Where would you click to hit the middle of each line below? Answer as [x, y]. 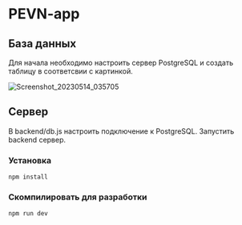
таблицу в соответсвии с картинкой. [71, 71]
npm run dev [28, 214]
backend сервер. [37, 139]
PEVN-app [44, 14]
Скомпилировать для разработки [78, 197]
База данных [42, 44]
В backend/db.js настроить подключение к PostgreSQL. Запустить [121, 131]
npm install [28, 177]
